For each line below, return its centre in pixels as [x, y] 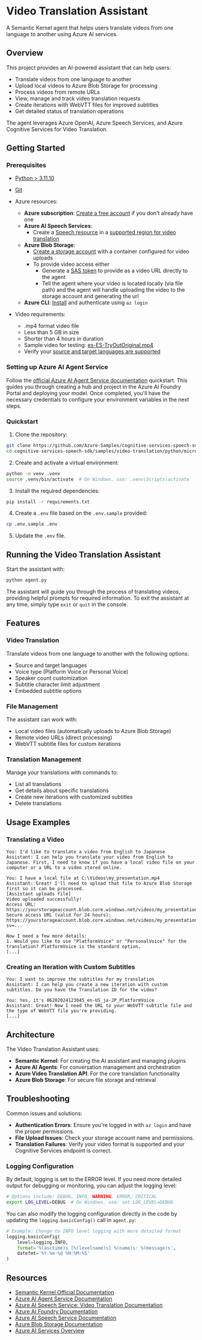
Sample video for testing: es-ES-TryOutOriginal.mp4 [89, 345]
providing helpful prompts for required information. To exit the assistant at [98, 598]
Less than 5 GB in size [51, 333]
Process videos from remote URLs [57, 92]
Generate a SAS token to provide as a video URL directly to [115, 271]
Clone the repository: [41, 435]
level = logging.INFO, [43, 1242]
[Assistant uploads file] [38, 894]
